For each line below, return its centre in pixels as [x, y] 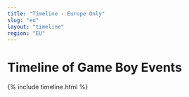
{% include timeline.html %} [48, 87]
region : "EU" [26, 33]
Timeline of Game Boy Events [95, 68]
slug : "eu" [23, 20]
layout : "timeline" [36, 27]
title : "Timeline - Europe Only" [56, 14]
